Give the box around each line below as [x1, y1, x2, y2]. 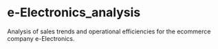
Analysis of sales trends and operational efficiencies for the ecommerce [7, 27, 211, 35]
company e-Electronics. [7, 34, 75, 42]
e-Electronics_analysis [7, 5, 141, 20]
